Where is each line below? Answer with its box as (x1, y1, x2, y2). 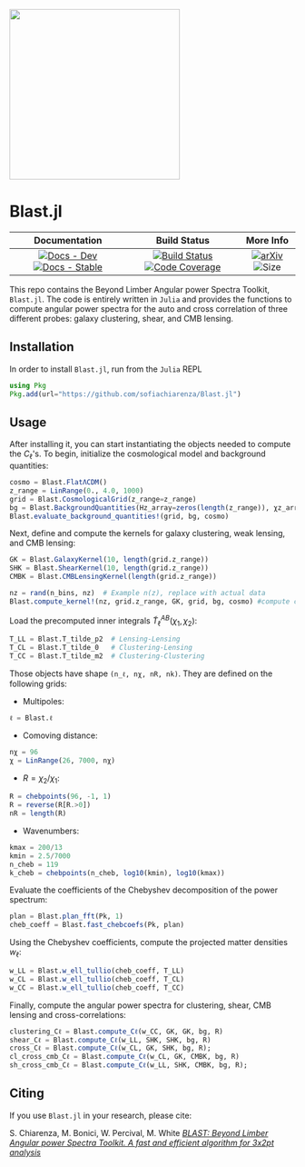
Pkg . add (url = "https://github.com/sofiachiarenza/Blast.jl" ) (9, 389, 242, 399)
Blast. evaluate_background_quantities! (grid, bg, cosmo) (9, 512, 230, 521)
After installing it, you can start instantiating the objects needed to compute (9, 439, 291, 450)
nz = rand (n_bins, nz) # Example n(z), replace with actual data (9, 589, 266, 598)
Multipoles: (22, 695, 65, 706)
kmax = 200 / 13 (9, 843, 64, 852)
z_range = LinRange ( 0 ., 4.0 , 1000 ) (9, 486, 144, 495)
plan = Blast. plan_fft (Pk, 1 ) (9, 912, 124, 922)
